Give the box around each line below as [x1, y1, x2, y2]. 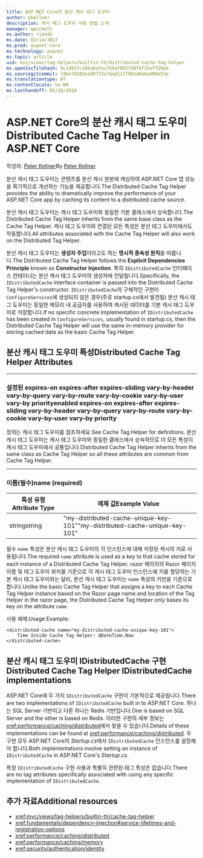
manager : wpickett [6, 25, 53, 32]
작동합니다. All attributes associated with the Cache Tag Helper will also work [6, 230, 195, 237]
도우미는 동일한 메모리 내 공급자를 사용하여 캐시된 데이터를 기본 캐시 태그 [12, 301, 184, 308]
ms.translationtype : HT [6, 76, 66, 82]
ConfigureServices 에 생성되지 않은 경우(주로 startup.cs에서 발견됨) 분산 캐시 [6, 293, 189, 301]
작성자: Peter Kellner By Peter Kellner [6, 162, 96, 169]
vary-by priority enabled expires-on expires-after [6, 398, 153, 407]
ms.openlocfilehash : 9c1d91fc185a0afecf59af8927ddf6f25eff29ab [6, 65, 169, 71]
